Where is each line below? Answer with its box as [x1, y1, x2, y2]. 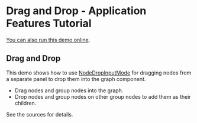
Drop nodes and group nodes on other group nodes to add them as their [14, 93, 191, 100]
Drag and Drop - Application [6, 4, 147, 18]
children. [14, 99, 37, 106]
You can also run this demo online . [6, 36, 91, 43]
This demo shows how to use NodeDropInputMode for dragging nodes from [6, 69, 192, 76]
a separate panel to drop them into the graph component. [6, 75, 146, 82]
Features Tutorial [6, 17, 92, 30]
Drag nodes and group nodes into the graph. [14, 87, 124, 94]
